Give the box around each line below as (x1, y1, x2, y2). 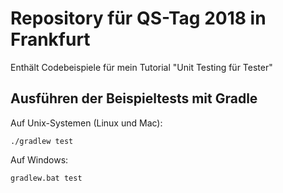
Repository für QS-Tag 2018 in (10, 7, 267, 30)
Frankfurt (10, 28, 91, 51)
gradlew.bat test (10, 173, 83, 183)
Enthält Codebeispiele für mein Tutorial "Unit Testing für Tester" (10, 61, 273, 73)
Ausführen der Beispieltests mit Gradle (10, 90, 258, 107)
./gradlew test (10, 136, 74, 146)
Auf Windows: (10, 153, 69, 166)
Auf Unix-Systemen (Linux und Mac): (10, 117, 163, 129)
